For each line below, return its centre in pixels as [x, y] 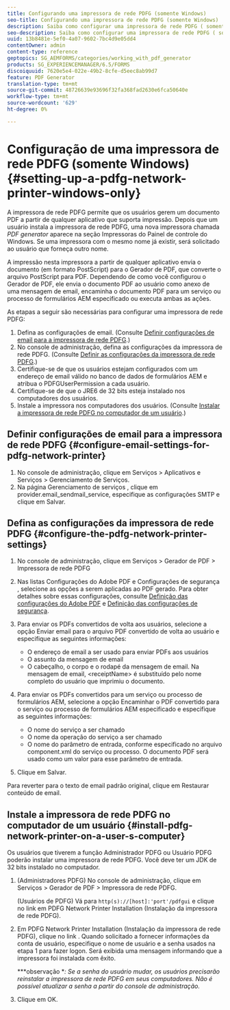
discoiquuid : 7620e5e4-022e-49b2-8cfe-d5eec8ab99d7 [82, 71]
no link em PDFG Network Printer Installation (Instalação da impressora [117, 908]
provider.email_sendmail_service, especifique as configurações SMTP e [118, 494]
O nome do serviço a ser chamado [76, 730]
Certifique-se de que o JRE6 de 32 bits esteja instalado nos [101, 391]
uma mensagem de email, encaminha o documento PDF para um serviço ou [114, 291]
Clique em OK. [37, 1000]
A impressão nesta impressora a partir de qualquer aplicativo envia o [104, 262]
